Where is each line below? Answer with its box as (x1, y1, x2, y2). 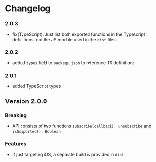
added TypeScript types (12, 83, 61, 89)
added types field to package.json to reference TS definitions (12, 60, 135, 66)
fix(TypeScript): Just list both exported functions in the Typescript (12, 31, 145, 37)
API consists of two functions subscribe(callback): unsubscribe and (12, 123, 152, 129)
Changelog (5, 3, 51, 14)
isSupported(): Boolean (12, 129, 61, 134)
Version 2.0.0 (5, 97, 47, 105)
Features (5, 140, 27, 147)
